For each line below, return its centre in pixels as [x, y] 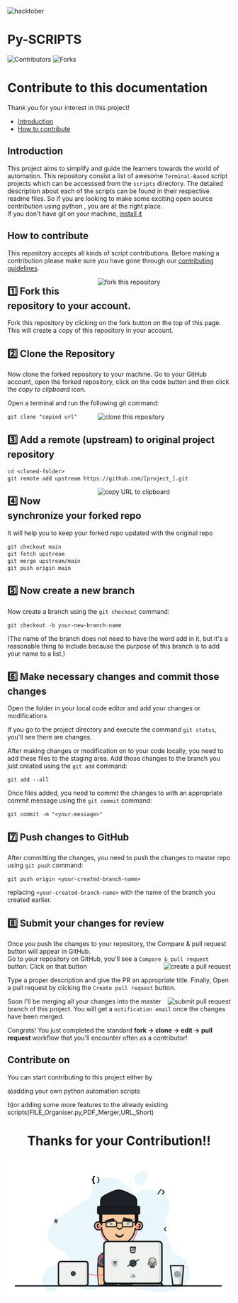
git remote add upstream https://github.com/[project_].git [98, 478]
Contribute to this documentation [107, 88]
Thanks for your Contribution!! [119, 1141]
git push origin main [39, 568]
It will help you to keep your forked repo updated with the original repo [110, 533]
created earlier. [29, 900]
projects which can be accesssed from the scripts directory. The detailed [115, 183]
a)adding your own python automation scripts [74, 1091]
